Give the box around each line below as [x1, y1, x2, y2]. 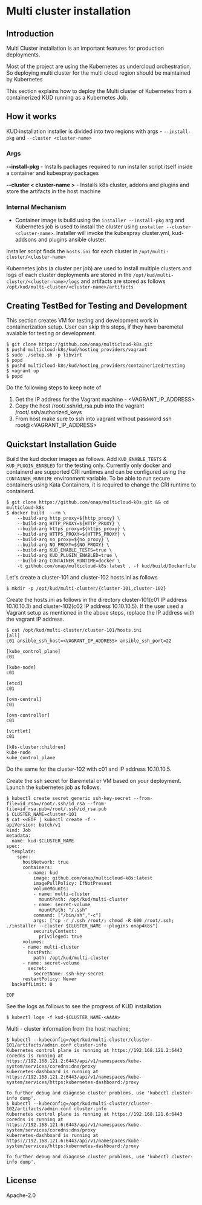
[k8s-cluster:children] [6, 744, 67, 751]
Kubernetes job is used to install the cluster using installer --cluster [15, 223, 191, 230]
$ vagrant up [6, 368, 39, 374]
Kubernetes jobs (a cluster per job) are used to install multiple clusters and [6, 265, 192, 272]
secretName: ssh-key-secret [33, 971, 104, 977]
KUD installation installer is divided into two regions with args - [6, 128, 163, 135]
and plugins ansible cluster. [38, 236, 106, 244]
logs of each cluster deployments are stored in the [6, 271, 132, 279]
